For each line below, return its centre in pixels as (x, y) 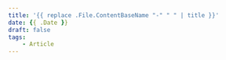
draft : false (29, 30)
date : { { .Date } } (38, 23)
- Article (38, 44)
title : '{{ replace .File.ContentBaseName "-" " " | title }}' (114, 15)
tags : (17, 37)
